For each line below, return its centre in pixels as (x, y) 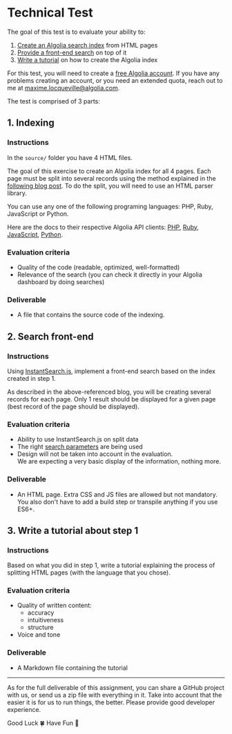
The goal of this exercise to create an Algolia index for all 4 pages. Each (109, 171)
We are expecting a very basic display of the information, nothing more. (119, 462)
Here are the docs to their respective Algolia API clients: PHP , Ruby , (103, 227)
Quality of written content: (54, 606)
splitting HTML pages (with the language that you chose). (89, 573)
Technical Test (50, 13)
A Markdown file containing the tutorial (72, 668)
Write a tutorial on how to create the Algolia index (87, 59)
